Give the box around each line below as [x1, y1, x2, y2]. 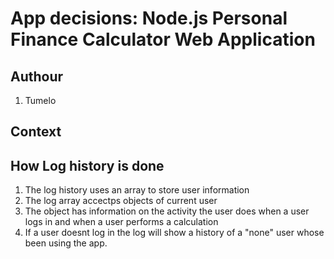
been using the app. [24, 237, 108, 249]
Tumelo [24, 95, 57, 106]
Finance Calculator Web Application [10, 28, 316, 51]
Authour [10, 68, 64, 85]
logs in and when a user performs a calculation [24, 216, 219, 228]
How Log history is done [10, 157, 165, 174]
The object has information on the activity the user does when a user [24, 205, 310, 217]
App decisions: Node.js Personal [10, 7, 288, 30]
